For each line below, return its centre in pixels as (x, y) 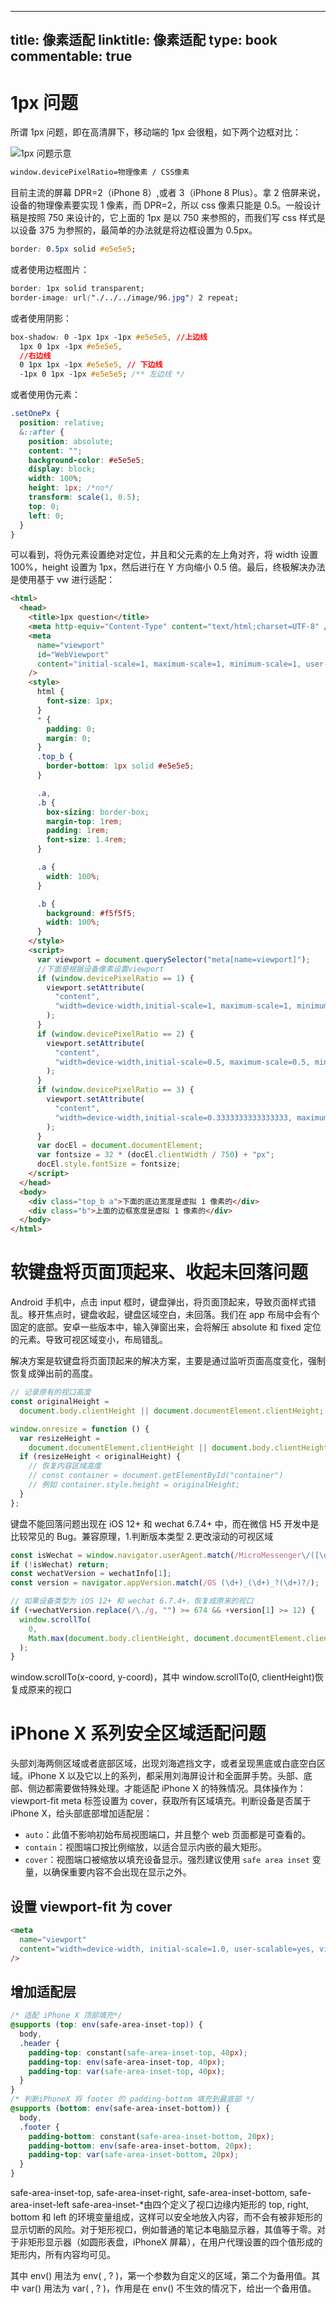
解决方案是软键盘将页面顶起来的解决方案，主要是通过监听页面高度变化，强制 (168, 1361)
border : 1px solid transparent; (77, 289)
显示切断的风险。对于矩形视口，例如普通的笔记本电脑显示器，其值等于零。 (163, 2230)
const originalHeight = (60, 1402)
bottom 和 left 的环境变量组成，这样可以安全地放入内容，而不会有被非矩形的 (166, 2217)
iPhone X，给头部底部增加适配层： (81, 1813)
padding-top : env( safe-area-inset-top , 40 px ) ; (127, 2062)
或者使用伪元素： (45, 395)
